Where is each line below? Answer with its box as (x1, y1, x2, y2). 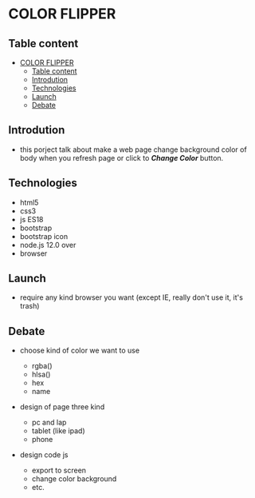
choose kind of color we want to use (19, 345, 140, 356)
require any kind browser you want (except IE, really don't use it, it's (19, 293, 243, 302)
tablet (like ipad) (31, 426, 85, 436)
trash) (19, 301, 40, 311)
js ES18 (19, 214, 44, 224)
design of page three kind (19, 402, 105, 412)
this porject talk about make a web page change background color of (19, 145, 247, 154)
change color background (31, 474, 117, 484)
